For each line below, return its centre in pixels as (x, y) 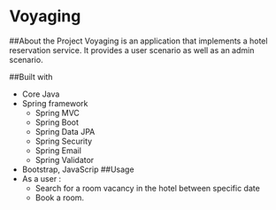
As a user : (42, 178)
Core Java (41, 94)
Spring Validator (65, 159)
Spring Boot (57, 122)
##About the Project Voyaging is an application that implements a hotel (138, 41)
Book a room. (60, 198)
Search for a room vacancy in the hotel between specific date (148, 188)
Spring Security (64, 141)
